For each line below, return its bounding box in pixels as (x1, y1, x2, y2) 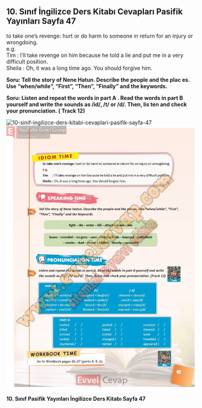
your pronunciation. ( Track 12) (6, 107, 85, 114)
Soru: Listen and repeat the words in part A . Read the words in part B (6, 94, 183, 101)
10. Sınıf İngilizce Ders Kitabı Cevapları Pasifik (6, 7, 183, 17)
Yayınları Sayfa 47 (6, 16, 76, 27)
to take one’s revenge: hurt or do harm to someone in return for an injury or (6, 32, 194, 39)
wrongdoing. (6, 38, 38, 46)
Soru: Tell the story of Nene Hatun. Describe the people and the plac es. (6, 76, 191, 83)
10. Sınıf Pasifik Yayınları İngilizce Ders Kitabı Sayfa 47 (6, 395, 146, 403)
